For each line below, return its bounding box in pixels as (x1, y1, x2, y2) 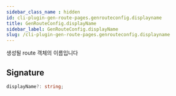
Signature (6, 67, 44, 78)
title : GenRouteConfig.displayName (6, 20, 97, 26)
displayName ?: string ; (6, 83, 64, 89)
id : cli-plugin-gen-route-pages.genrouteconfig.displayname (6, 15, 163, 21)
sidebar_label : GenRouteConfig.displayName (6, 26, 119, 32)
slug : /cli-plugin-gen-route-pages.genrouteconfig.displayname (6, 32, 171, 38)
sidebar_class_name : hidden (6, 9, 80, 15)
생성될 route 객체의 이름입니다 (6, 50, 78, 57)
